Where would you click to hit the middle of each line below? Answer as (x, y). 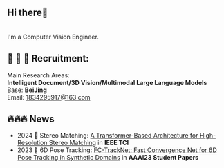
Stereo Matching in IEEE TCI (89, 143)
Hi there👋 (28, 13)
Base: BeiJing (27, 90)
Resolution (32, 143)
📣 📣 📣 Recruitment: (48, 58)
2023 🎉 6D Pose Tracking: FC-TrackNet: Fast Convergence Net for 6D (117, 150)
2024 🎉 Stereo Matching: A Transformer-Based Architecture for (108, 136)
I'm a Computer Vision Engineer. (53, 37)
